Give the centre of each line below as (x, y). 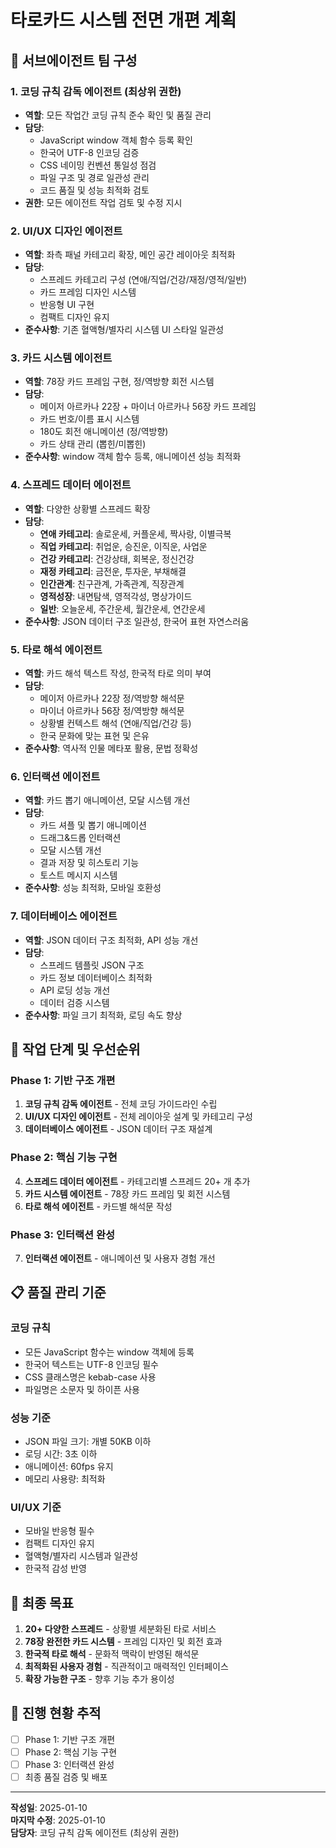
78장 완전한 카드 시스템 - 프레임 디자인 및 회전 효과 (123, 1642)
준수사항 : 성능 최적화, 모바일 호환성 (93, 888)
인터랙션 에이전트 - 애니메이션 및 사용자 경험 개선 (120, 1258)
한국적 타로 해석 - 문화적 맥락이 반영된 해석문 (112, 1654)
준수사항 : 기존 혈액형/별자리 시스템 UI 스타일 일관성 (124, 330)
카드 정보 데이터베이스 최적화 (96, 977)
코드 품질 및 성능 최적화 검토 (94, 190)
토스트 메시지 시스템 (78, 875)
